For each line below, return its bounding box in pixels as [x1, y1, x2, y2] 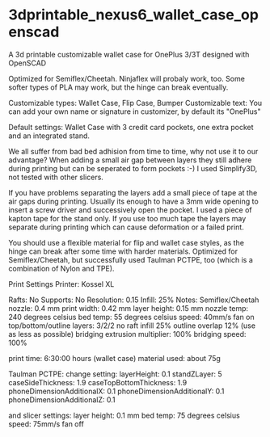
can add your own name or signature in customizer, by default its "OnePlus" [8, 107, 261, 116]
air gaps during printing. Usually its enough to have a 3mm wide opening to [8, 196, 259, 206]
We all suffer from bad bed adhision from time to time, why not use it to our [8, 146, 259, 156]
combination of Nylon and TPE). [8, 263, 115, 273]
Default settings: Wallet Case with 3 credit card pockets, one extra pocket [8, 122, 254, 132]
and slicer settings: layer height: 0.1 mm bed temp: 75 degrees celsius [8, 410, 240, 420]
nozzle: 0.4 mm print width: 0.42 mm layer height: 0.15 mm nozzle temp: [8, 303, 249, 313]
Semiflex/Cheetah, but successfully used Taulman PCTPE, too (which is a [8, 254, 253, 264]
